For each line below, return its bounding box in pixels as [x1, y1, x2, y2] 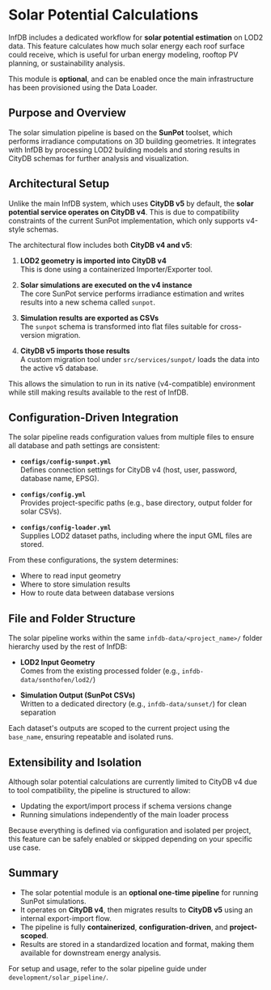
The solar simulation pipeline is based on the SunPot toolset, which [8, 127, 233, 137]
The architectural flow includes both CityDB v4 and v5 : [8, 240, 193, 250]
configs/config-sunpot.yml [19, 458, 112, 467]
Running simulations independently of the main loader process [19, 810, 229, 819]
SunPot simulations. [19, 896, 87, 906]
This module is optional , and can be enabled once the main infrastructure [8, 74, 254, 83]
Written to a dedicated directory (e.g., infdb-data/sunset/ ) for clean [19, 699, 247, 709]
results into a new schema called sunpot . [19, 297, 156, 307]
